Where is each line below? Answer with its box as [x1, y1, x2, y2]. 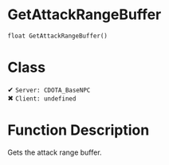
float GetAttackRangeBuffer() [7, 32, 108, 40]
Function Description [7, 121, 150, 139]
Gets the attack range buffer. [7, 147, 102, 157]
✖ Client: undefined [7, 93, 77, 103]
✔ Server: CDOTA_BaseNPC [7, 84, 91, 94]
